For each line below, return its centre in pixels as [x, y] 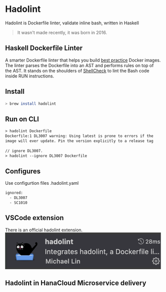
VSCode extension [35, 218]
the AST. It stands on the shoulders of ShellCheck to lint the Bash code [77, 71]
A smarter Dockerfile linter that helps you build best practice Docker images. [83, 60]
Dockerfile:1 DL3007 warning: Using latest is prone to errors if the [79, 136]
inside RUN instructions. [30, 76]
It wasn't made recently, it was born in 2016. [62, 32]
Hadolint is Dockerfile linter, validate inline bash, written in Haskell [72, 23]
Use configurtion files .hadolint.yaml [42, 183]
